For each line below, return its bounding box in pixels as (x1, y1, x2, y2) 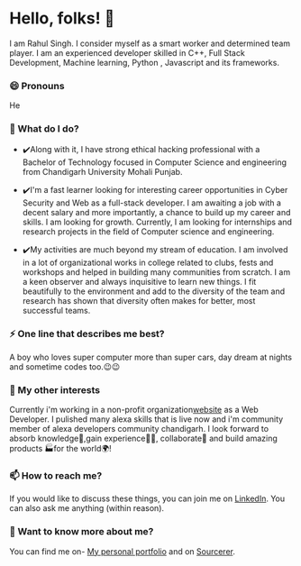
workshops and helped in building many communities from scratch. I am (22, 266, 291, 278)
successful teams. (22, 305, 91, 315)
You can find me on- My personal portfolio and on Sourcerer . (9, 545, 236, 557)
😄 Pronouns (9, 79, 65, 92)
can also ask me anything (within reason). (9, 503, 165, 514)
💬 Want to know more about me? (9, 525, 154, 538)
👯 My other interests (9, 383, 101, 396)
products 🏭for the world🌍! (9, 443, 113, 454)
